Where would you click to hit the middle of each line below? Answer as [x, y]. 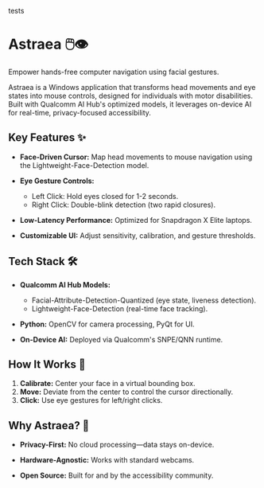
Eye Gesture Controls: [57, 181]
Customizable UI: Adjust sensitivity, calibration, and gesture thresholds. [138, 235]
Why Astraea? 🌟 [49, 426]
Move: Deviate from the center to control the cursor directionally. [126, 392]
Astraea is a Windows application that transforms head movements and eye [132, 87]
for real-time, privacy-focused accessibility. [80, 112]
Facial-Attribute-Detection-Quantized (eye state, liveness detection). [144, 300]
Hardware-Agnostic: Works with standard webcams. [107, 460]
